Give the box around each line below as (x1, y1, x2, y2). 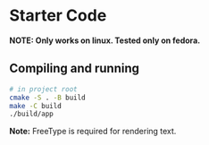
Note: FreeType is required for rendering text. (9, 126, 177, 137)
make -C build (9, 101, 63, 110)
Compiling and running (9, 61, 140, 76)
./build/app (9, 109, 54, 119)
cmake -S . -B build (9, 93, 87, 102)
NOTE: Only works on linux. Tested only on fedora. (9, 35, 201, 46)
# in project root (9, 84, 78, 94)
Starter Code (9, 5, 107, 26)
